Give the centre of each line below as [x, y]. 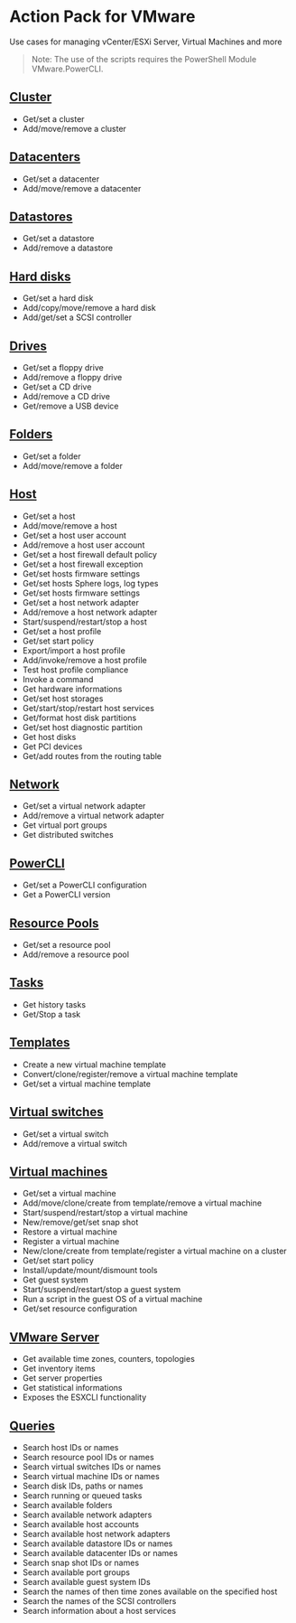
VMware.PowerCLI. [67, 69]
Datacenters [45, 157]
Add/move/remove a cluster [74, 128]
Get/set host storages [63, 699]
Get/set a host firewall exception [83, 564]
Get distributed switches [68, 835]
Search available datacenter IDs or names [100, 1553]
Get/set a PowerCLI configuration [84, 885]
